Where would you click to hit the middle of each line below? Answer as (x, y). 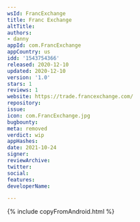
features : (21, 179)
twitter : (20, 167)
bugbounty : (23, 122)
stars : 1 (20, 84)
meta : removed (27, 129)
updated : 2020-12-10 (37, 71)
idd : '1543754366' (33, 58)
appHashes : (23, 142)
